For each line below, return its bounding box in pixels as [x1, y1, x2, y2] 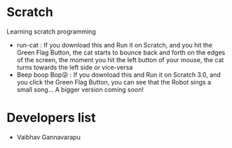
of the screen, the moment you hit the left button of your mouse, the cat [16, 55, 224, 64]
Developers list [6, 110, 96, 126]
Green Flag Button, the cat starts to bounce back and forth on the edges [16, 48, 226, 57]
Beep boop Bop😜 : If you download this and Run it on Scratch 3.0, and [16, 71, 221, 79]
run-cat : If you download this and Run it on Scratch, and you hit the [16, 40, 213, 49]
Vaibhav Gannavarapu [16, 133, 81, 141]
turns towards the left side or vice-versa [16, 63, 133, 71]
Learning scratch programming [6, 27, 96, 36]
